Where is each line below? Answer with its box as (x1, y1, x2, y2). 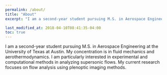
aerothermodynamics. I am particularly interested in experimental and (5, 54, 148, 60)
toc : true (5, 30, 26, 35)
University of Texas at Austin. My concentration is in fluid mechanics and (5, 49, 155, 55)
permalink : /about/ (5, 7, 46, 12)
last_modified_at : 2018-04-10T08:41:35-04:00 (5, 25, 101, 30)
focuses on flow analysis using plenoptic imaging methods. (5, 65, 127, 71)
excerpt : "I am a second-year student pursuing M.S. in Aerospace (5, 16, 146, 21)
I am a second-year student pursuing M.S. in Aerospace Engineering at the (5, 43, 159, 49)
